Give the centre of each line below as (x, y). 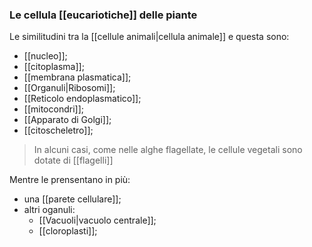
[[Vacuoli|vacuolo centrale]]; (97, 220)
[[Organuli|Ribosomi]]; (69, 88)
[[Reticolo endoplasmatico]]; (82, 99)
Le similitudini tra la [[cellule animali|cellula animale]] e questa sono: (149, 37)
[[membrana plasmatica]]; (77, 77)
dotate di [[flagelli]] (73, 160)
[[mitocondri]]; (53, 109)
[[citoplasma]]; (54, 67)
